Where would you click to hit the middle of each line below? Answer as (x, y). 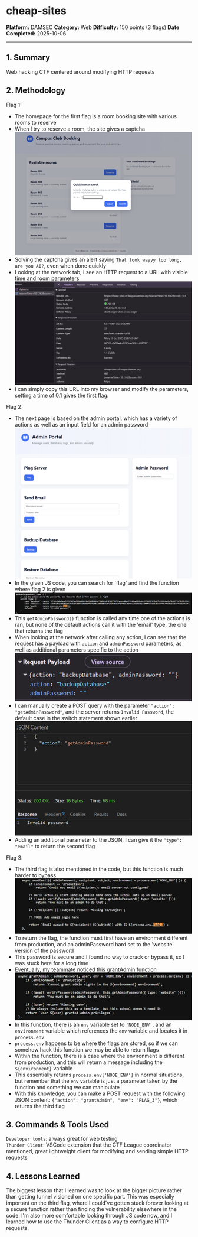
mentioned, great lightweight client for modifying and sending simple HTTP (97, 1151)
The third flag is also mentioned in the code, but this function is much (99, 869)
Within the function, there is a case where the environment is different (99, 1056)
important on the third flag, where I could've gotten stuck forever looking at (97, 1203)
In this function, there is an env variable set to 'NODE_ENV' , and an (93, 1024)
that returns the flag (39, 631)
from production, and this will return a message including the (89, 1062)
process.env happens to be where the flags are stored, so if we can (96, 1043)
